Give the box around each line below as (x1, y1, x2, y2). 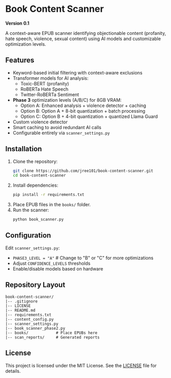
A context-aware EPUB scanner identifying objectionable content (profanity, (5, 30, 166, 36)
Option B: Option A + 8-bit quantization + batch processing (20, 107, 145, 114)
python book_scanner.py (12, 217, 64, 222)
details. (5, 368, 21, 374)
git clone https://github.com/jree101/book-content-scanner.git (12, 168, 154, 173)
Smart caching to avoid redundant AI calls (12, 124, 102, 130)
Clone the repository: (12, 158, 58, 165)
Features (5, 56, 34, 65)
